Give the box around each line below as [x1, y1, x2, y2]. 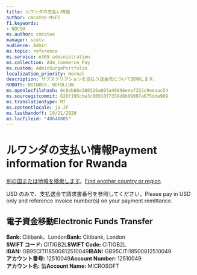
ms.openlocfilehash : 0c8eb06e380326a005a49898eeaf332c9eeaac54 [6, 88, 169, 94]
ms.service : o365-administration [6, 54, 90, 60]
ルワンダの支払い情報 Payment [6, 143, 158, 157]
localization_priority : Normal [6, 71, 85, 77]
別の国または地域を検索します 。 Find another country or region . [6, 178, 163, 185]
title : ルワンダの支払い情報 [6, 8, 70, 15]
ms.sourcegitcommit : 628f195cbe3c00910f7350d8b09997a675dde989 [6, 93, 169, 99]
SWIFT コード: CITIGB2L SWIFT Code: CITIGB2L [6, 241, 127, 248]
